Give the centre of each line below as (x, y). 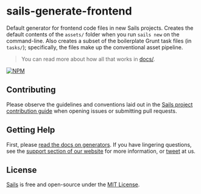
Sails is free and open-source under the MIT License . (73, 185)
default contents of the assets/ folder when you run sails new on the (93, 34)
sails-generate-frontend (69, 11)
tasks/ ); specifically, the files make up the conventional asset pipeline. (95, 47)
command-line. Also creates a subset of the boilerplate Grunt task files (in (99, 41)
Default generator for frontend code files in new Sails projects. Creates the (100, 28)
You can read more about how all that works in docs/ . (88, 59)
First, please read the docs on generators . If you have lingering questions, (99, 144)
